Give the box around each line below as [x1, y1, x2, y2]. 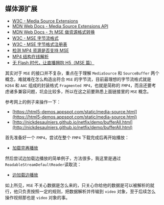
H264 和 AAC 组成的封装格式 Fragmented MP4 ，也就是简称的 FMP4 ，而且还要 [5, 82, 152, 88]
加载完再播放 [12, 145, 38, 151]
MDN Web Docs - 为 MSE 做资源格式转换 [12, 29, 95, 35]
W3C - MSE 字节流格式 [12, 35, 59, 41]
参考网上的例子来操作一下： [5, 99, 61, 104]
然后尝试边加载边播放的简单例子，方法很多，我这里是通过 [5, 155, 121, 161]
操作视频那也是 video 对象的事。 [5, 194, 70, 200]
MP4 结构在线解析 [12, 53, 49, 59]
